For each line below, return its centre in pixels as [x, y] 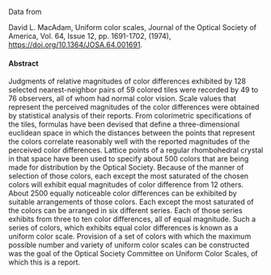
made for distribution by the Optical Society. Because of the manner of [126, 168]
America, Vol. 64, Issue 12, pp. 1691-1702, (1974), [90, 36]
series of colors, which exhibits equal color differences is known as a [123, 228]
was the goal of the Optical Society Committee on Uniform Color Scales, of [133, 254]
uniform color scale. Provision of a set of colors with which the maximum [130, 236]
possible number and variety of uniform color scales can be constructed [129, 245]
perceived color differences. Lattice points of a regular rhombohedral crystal [136, 150]
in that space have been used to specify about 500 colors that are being [129, 159]
